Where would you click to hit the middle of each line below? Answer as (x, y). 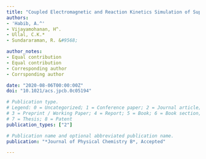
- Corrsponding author (35, 74)
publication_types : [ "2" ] (39, 125)
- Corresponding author (37, 68)
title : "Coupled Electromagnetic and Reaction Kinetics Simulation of (98, 12)
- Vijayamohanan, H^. (34, 29)
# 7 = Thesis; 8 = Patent (39, 119)
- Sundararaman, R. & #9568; (42, 40)
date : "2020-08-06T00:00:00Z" (45, 85)
